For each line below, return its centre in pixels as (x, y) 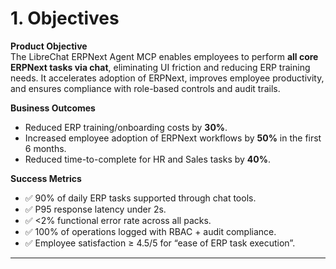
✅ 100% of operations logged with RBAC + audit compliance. (150, 231)
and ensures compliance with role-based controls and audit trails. (145, 88)
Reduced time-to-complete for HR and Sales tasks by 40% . (148, 159)
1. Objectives (65, 18)
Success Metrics (46, 178)
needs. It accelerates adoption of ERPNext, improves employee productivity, (167, 78)
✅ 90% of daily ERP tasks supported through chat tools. (140, 198)
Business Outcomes (53, 108)
